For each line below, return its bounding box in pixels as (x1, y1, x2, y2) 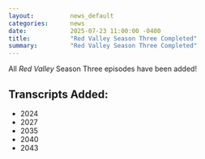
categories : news (8, 19, 85, 27)
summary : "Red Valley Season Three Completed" (8, 42, 198, 50)
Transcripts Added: (8, 87, 109, 101)
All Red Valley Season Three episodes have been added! (8, 64, 197, 73)
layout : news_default (8, 11, 114, 20)
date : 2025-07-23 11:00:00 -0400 (8, 27, 161, 35)
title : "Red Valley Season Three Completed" (8, 34, 198, 43)
